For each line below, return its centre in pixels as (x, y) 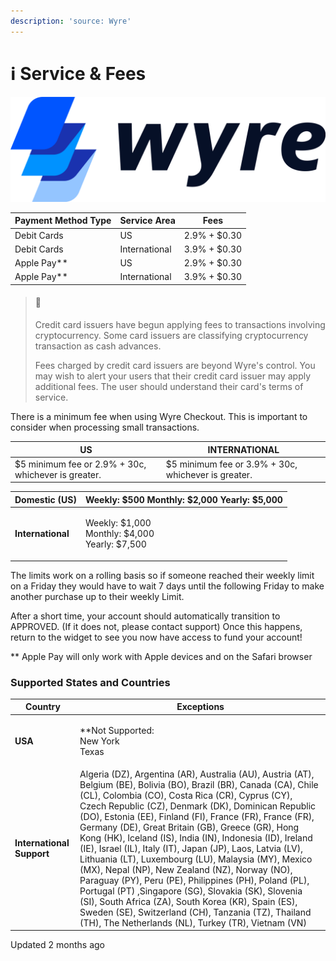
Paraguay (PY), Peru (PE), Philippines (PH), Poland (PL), (194, 880)
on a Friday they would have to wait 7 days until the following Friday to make (167, 586)
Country (43, 707)
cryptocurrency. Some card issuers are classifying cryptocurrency (171, 336)
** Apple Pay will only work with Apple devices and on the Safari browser (161, 656)
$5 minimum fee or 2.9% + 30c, (80, 464)
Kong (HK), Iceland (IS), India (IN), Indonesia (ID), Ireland (196, 837)
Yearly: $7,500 (115, 544)
